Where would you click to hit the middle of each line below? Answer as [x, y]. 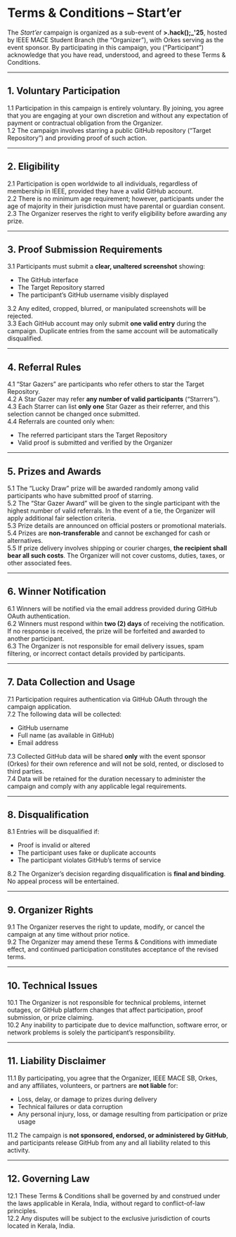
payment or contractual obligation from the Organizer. [85, 123]
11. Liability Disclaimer [57, 1061]
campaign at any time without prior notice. [68, 935]
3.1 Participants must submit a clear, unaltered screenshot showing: [106, 267]
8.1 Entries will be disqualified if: [53, 832]
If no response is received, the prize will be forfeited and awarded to [106, 631]
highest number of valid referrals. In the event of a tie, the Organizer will [111, 511]
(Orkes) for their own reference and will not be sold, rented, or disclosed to [116, 764]
